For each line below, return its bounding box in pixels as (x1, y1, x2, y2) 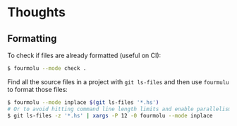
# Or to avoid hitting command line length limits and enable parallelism (7, 105, 232, 113)
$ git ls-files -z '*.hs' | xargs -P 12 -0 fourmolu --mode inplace (7, 112, 213, 119)
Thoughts (7, 4, 66, 21)
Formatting (7, 33, 57, 45)
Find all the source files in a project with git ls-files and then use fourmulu (7, 77, 229, 86)
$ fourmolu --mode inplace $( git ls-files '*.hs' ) (7, 98, 159, 106)
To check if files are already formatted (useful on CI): (7, 51, 162, 59)
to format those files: (7, 85, 68, 93)
